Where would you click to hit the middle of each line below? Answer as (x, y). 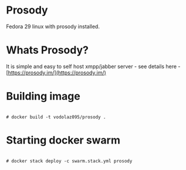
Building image (43, 96)
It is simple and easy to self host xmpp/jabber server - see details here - (93, 66)
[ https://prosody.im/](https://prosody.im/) (56, 72)
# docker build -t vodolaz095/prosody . (56, 117)
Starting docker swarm (63, 140)
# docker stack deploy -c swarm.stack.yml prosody (69, 161)
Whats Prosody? (48, 50)
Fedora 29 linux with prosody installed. (53, 26)
